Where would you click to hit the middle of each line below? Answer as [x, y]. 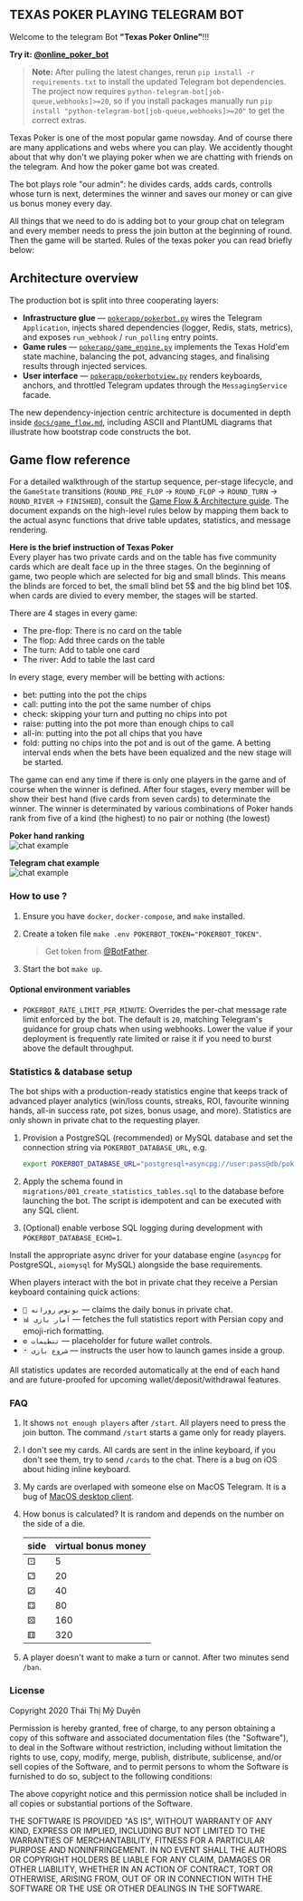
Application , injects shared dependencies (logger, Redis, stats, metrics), [158, 327]
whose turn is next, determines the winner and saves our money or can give [151, 193]
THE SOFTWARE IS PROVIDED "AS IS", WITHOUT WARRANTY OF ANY [141, 1820]
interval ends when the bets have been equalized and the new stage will [157, 752]
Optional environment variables [70, 989]
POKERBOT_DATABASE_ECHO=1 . [72, 1237]
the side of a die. [54, 1524]
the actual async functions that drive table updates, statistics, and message [150, 520]
